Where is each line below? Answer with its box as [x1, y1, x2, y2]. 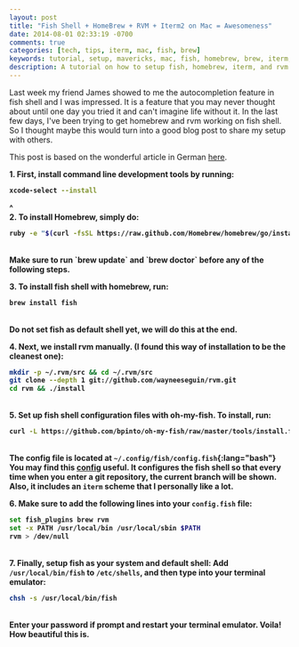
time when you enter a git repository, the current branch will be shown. [9, 472, 278, 481]
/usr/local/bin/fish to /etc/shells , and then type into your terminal [9, 567, 266, 578]
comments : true [9, 37, 66, 47]
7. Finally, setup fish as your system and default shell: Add [9, 557, 229, 568]
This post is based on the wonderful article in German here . [9, 151, 228, 162]
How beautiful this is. [9, 628, 90, 639]
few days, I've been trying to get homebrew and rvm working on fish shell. [9, 115, 282, 125]
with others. [9, 134, 53, 145]
